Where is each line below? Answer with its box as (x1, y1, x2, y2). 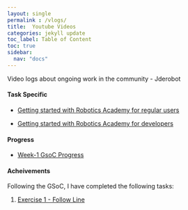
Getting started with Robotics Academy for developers (17, 119, 174, 127)
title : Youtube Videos (7, 23, 77, 30)
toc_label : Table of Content (7, 36, 92, 43)
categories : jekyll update (7, 29, 86, 37)
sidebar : (7, 49, 33, 56)
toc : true (7, 42, 36, 49)
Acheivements (7, 166, 51, 175)
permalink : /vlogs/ (7, 17, 68, 24)
